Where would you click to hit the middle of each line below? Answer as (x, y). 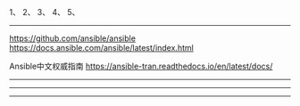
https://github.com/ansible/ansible (73, 38)
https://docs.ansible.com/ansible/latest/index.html (101, 48)
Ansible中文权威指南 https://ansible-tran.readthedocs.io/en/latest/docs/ (141, 66)
